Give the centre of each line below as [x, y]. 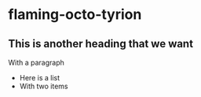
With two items [44, 86]
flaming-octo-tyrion [75, 15]
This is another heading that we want [101, 44]
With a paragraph [37, 62]
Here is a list [40, 78]
